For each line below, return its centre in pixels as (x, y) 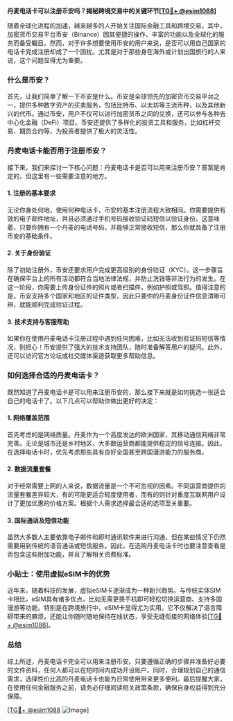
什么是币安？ (29, 80)
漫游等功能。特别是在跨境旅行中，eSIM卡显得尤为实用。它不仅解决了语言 (112, 608)
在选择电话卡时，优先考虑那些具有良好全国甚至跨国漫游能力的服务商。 (107, 452)
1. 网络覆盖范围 (28, 418)
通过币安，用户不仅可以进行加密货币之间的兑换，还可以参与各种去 (131, 114)
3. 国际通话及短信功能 (38, 520)
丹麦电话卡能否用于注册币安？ (57, 151)
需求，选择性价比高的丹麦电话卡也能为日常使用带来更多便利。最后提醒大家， (116, 679)
